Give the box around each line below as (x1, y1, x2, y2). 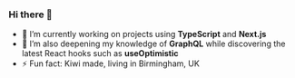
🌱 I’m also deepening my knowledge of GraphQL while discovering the (21, 38, 286, 49)
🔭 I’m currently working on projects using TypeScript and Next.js (21, 29, 267, 40)
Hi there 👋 (8, 8, 54, 21)
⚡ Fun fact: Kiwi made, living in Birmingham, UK (21, 58, 201, 69)
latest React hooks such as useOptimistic (21, 48, 179, 59)
